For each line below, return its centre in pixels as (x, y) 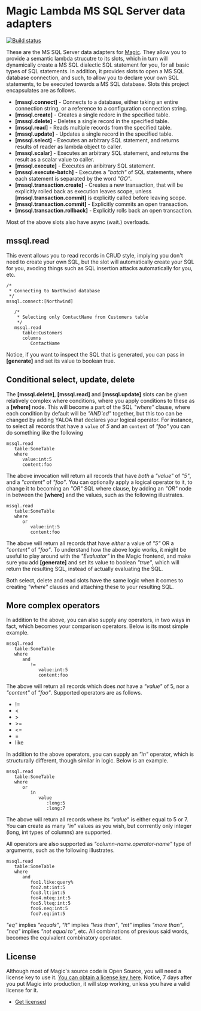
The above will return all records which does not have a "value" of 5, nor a (98, 686)
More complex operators (53, 605)
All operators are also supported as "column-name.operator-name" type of (99, 844)
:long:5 (56, 803)
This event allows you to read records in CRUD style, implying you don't (95, 255)
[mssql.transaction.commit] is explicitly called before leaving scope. (100, 198)
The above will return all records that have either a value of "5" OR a (90, 543)
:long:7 (56, 809)
